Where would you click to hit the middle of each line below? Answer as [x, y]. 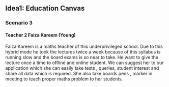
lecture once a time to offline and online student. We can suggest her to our [84, 63]
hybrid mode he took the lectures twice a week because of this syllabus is [83, 52]
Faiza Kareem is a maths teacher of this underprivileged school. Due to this [84, 46]
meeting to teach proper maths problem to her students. [64, 79]
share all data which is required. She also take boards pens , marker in [79, 73]
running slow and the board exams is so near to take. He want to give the [82, 57]
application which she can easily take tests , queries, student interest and [82, 68]
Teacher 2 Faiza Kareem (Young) [41, 35]
